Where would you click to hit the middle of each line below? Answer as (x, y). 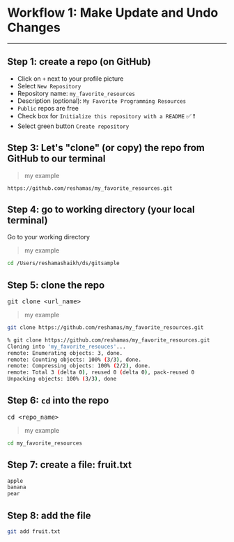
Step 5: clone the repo (56, 285)
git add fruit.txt (34, 532)
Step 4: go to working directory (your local (101, 209)
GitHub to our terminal (56, 159)
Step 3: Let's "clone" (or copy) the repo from (106, 148)
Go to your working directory (49, 237)
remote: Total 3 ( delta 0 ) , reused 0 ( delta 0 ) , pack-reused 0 (101, 373)
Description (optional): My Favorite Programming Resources (102, 101)
